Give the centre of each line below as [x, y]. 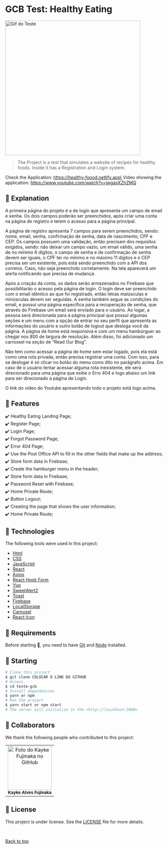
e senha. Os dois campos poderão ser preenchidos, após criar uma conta [81, 216]
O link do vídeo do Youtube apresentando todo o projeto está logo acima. [81, 388]
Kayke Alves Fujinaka [30, 792]
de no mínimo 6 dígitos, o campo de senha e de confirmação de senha [78, 252]
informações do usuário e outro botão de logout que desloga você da [77, 326]
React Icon [24, 617]
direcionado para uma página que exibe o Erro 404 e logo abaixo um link [80, 373]
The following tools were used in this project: [52, 544]
